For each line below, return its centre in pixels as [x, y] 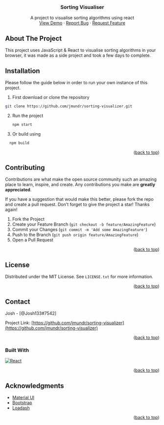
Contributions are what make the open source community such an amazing [81, 179]
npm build [19, 143]
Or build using [26, 134]
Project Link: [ [19, 323]
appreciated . [18, 190]
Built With [17, 350]
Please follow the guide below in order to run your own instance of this [76, 82]
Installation [23, 71]
